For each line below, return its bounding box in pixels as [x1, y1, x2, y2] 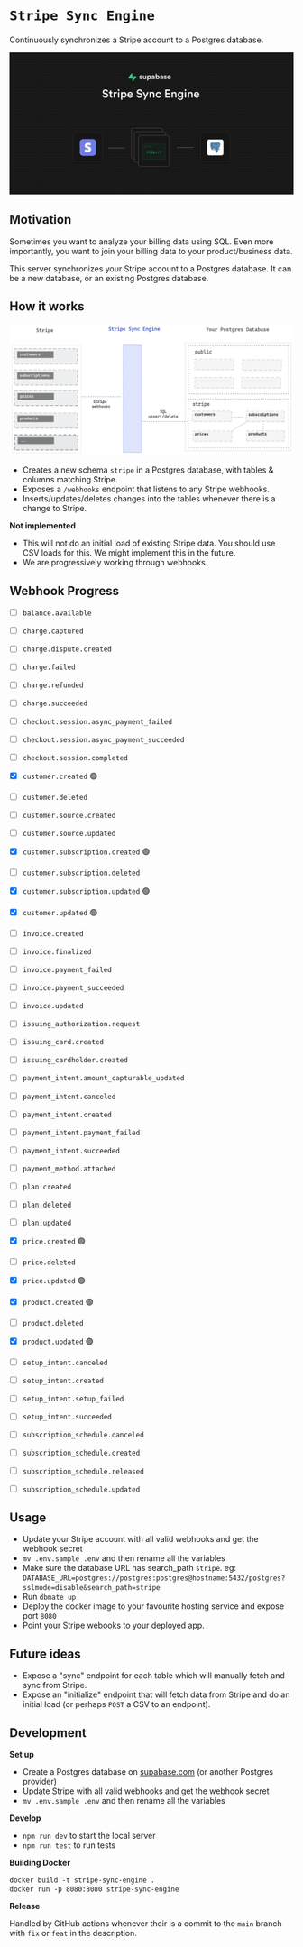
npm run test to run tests [22, 1840, 116, 1851]
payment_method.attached [22, 1164, 116, 1173]
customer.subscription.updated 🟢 [22, 885, 151, 896]
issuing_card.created [22, 1038, 104, 1047]
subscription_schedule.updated [22, 1484, 141, 1494]
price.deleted [22, 1258, 76, 1267]
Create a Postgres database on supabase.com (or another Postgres [22, 1767, 273, 1777]
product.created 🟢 [22, 1297, 95, 1308]
